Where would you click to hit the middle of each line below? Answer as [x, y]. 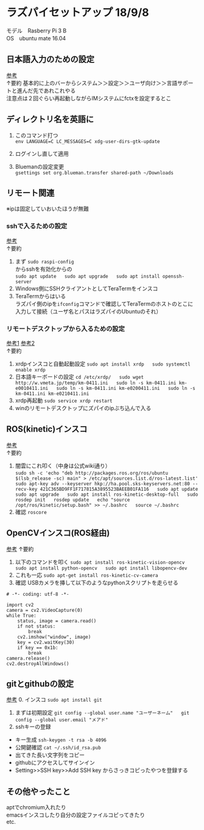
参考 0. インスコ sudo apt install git [54, 700]
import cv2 [20, 605]
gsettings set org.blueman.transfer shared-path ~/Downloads [94, 173]
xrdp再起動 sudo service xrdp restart [64, 400]
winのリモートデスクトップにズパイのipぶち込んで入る [83, 408]
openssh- [173, 276]
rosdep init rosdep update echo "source [72, 500]
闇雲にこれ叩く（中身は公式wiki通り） [63, 466]
